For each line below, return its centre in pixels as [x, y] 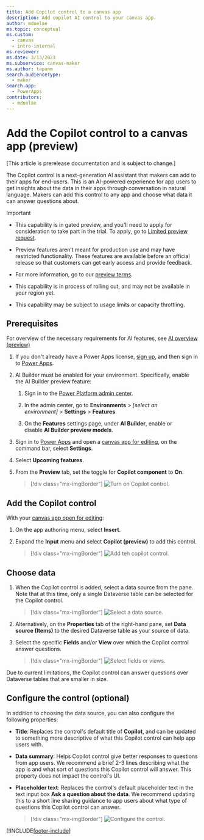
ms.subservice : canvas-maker [43, 63]
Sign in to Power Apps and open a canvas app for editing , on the [96, 442]
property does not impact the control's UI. [68, 776]
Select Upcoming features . [49, 460]
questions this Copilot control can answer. [68, 807]
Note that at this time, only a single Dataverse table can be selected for [104, 594]
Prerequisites [32, 324]
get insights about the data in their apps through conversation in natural [96, 188]
